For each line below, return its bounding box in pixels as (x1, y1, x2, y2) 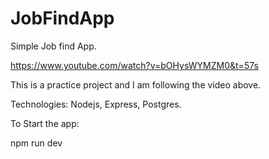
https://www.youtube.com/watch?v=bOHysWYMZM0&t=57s (10, 59, 259, 71)
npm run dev (10, 137, 63, 149)
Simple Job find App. (10, 40, 97, 52)
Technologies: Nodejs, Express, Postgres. (10, 98, 182, 110)
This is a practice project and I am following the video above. (10, 78, 262, 91)
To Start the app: (10, 117, 80, 129)
